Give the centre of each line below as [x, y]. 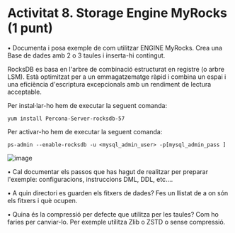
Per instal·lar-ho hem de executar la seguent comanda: [87, 105]
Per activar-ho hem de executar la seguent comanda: [85, 131]
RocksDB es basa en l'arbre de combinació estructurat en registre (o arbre [116, 69]
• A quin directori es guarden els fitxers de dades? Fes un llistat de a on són [118, 193]
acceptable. [25, 92]
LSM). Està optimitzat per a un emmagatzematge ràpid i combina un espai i [117, 77]
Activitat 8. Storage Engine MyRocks [117, 13]
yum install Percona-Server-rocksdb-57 [66, 119]
